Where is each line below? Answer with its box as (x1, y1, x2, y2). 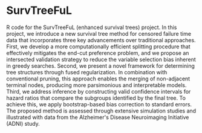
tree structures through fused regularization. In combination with (6, 68, 168, 76)
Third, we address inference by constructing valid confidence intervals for (6, 88, 191, 95)
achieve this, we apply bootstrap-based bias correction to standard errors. (6, 100, 192, 108)
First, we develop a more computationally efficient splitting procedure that (6, 43, 191, 50)
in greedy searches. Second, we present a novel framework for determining (6, 62, 195, 70)
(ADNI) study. (6, 120, 41, 127)
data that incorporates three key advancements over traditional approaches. (6, 36, 196, 44)
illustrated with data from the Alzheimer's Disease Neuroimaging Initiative (6, 113, 189, 121)
